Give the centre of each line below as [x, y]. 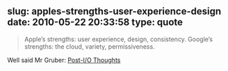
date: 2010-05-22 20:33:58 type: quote [95, 23]
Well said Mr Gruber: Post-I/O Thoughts [64, 60]
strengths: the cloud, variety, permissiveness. [89, 46]
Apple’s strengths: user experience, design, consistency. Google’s [119, 39]
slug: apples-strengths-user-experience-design [114, 11]
